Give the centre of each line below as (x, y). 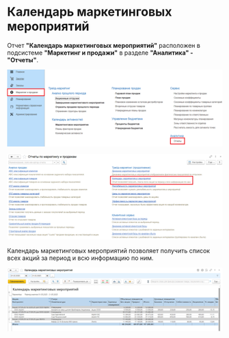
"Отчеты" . (23, 60)
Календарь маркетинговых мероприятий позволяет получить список (109, 251)
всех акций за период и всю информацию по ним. (80, 258)
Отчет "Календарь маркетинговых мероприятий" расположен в (104, 45)
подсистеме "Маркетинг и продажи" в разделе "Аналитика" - (100, 53)
